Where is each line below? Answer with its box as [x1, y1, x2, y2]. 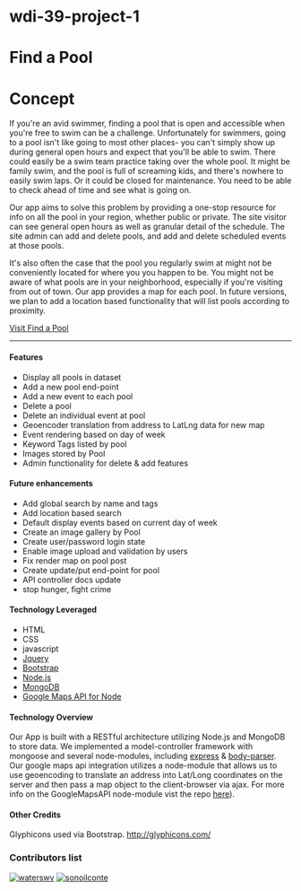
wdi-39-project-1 [9, 6, 141, 27]
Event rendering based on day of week [21, 429, 166, 440]
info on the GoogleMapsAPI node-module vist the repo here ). [9, 789, 236, 799]
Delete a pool [21, 400, 72, 411]
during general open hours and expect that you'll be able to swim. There [9, 146, 276, 158]
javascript [21, 643, 59, 654]
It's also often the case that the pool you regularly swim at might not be [9, 258, 272, 268]
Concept [9, 88, 75, 109]
